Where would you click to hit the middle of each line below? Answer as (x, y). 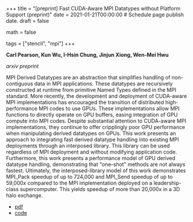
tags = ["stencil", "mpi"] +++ (40, 44)
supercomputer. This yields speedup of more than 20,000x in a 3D (100, 189)
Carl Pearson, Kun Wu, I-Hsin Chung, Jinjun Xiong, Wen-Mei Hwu (87, 55)
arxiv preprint (23, 66)
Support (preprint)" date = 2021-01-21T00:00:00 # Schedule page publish (95, 15)
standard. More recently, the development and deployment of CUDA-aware (96, 96)
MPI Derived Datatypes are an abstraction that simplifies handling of (88, 77)
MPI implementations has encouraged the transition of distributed (85, 102)
